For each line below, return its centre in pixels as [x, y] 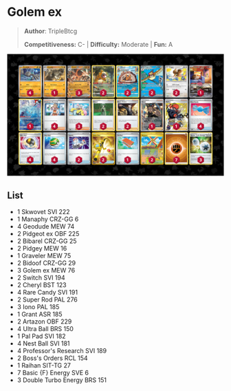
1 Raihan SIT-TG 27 [44, 366]
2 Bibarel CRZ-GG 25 [47, 241]
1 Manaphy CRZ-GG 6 [48, 219]
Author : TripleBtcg [51, 31]
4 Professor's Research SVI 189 [62, 351]
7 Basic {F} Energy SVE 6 [53, 373]
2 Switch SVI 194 [41, 278]
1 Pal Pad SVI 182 [42, 336]
